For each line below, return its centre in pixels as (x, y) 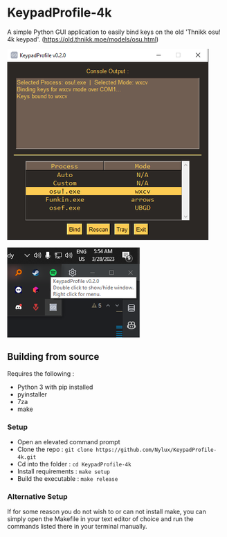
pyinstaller (32, 394)
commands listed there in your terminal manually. (77, 527)
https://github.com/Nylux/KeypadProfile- (156, 450)
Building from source (53, 357)
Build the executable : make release (67, 479)
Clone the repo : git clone (55, 449)
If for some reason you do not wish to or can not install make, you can (107, 512)
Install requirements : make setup (64, 471)
